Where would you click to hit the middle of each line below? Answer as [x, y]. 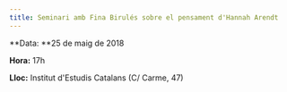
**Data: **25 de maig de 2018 [67, 43]
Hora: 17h [27, 60]
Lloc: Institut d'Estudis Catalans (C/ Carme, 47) [96, 78]
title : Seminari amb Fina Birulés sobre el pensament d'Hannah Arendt [144, 17]
